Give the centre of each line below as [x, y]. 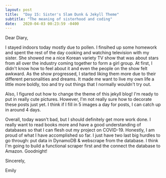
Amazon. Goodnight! [26, 151]
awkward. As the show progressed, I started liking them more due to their [81, 74]
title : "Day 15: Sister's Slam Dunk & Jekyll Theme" [62, 14]
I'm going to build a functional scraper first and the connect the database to [83, 146]
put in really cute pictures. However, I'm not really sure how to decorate [79, 99]
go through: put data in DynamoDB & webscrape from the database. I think [82, 141]
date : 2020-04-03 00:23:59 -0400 [42, 24]
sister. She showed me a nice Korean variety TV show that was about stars [82, 58]
